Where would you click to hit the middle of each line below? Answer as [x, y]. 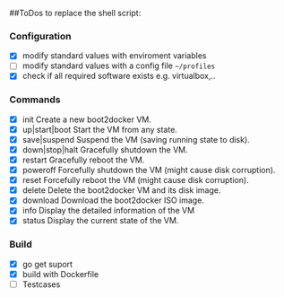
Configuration [40, 36]
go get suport [47, 264]
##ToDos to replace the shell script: [75, 13]
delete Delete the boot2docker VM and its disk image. [121, 190]
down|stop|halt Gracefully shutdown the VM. [105, 149]
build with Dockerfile [60, 274]
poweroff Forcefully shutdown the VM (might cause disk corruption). [149, 170]
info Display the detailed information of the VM [108, 211]
